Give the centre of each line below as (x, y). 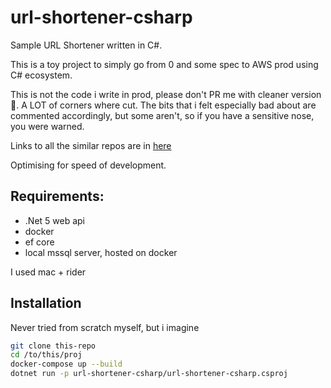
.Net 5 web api (55, 220)
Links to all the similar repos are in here (91, 145)
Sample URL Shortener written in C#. (86, 45)
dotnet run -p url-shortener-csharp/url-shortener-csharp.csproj (149, 374)
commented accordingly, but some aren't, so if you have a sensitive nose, (162, 115)
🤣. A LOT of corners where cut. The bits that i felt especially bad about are (163, 105)
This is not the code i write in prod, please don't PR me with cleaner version (166, 94)
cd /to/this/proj (46, 355)
